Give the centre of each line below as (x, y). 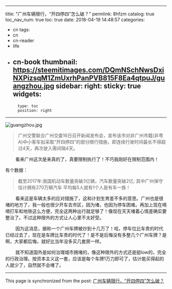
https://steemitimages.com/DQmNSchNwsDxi (88, 70)
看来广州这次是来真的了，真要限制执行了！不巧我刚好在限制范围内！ (87, 159)
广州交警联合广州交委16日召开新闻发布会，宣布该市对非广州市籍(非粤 (91, 135)
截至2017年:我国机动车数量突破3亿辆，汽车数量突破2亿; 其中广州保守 (90, 181)
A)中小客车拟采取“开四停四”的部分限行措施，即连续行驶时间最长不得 (89, 142)
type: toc (28, 106)
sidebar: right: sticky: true (98, 86)
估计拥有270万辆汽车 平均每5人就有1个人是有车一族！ (74, 187)
